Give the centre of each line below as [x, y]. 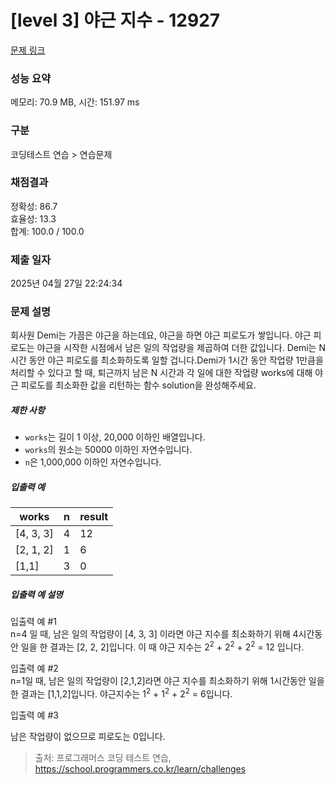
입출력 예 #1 [33, 622]
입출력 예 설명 [36, 594]
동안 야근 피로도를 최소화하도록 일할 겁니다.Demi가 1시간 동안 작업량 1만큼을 [176, 360]
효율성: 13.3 [33, 218]
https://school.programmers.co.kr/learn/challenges [140, 768]
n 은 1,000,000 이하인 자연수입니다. [93, 462]
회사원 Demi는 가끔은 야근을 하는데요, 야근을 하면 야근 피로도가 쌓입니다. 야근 [161, 335]
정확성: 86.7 [34, 206]
